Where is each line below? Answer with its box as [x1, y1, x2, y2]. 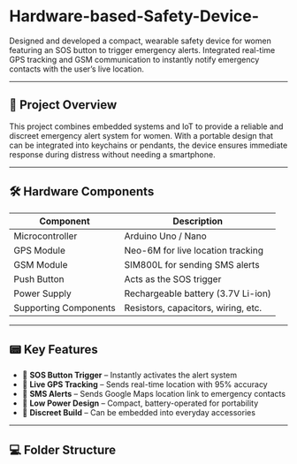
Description [171, 215, 224, 227]
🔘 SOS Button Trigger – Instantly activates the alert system [21, 369, 238, 381]
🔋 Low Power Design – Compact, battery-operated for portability [21, 398, 259, 408]
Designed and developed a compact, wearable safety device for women [9, 35, 271, 46]
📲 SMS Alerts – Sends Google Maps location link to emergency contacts [21, 389, 286, 399]
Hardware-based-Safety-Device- [9, 6, 259, 27]
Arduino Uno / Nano [124, 230, 207, 242]
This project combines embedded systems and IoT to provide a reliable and [9, 121, 284, 132]
